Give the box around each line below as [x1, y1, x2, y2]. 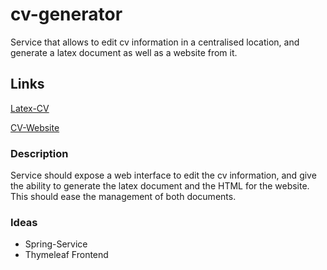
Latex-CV [10, 102, 50, 114]
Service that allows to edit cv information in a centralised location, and [10, 36, 300, 48]
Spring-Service [24, 238, 88, 250]
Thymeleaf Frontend [24, 249, 109, 261]
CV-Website [10, 121, 60, 133]
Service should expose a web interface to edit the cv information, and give [10, 169, 317, 182]
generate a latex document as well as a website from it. [10, 46, 238, 58]
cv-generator [10, 3, 123, 26]
